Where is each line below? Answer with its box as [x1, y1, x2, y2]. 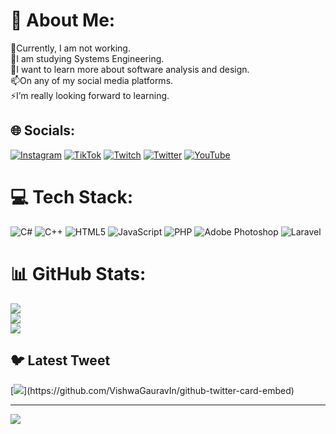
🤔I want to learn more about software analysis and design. [10, 63, 250, 75]
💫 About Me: [10, 9, 116, 32]
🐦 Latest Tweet [10, 352, 111, 369]
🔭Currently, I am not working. [10, 42, 131, 54]
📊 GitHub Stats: [10, 262, 147, 285]
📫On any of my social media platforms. [10, 74, 174, 86]
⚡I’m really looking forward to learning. [10, 89, 170, 101]
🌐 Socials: [10, 122, 76, 139]
